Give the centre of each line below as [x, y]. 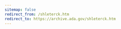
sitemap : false [20, 10]
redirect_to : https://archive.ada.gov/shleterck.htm [60, 19]
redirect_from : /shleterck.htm [37, 14]
